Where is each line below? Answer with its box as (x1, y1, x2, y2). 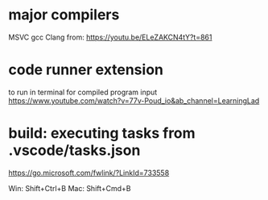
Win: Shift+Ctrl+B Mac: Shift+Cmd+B (8, 183, 131, 193)
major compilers (8, 6, 120, 24)
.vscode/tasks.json (8, 141, 141, 160)
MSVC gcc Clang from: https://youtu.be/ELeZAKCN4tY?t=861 (8, 32, 212, 42)
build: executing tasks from (8, 124, 196, 143)
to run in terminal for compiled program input (8, 87, 158, 97)
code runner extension (8, 60, 163, 79)
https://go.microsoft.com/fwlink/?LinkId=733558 (8, 168, 170, 177)
